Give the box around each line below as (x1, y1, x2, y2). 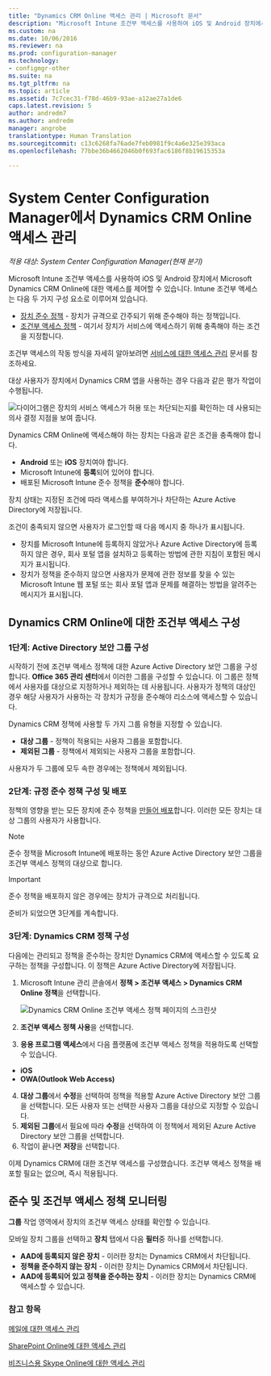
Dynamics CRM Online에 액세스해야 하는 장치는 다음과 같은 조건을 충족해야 (8, 430, 246, 440)
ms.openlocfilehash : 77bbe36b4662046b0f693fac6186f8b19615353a (8, 147, 226, 155)
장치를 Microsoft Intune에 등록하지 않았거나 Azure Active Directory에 (19, 539, 243, 549)
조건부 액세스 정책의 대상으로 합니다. (8, 859, 123, 868)
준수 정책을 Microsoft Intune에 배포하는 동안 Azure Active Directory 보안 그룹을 (8, 848, 263, 858)
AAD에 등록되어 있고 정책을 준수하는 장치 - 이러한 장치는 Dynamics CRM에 (19, 1272, 256, 1282)
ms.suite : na (8, 72, 52, 80)
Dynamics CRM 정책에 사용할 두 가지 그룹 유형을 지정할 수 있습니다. (8, 719, 223, 729)
